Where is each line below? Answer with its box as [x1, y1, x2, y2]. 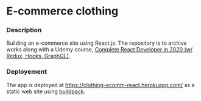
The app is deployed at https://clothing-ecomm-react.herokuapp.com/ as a [6, 81, 195, 88]
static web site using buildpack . [6, 88, 86, 95]
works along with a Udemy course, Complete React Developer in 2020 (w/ [6, 46, 193, 53]
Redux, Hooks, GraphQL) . [6, 53, 71, 60]
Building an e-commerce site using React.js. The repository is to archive [6, 39, 187, 47]
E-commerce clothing [6, 4, 119, 18]
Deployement [6, 68, 48, 76]
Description [6, 26, 42, 34]
